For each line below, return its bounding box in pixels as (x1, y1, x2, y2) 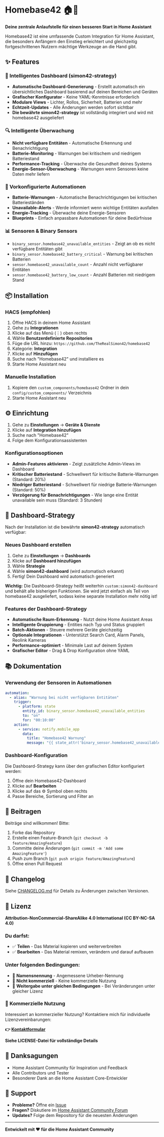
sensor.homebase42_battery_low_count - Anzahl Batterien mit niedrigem (12, 272, 155, 278)
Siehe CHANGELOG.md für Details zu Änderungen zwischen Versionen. (5, 888, 149, 894)
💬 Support (5, 1089, 37, 1097)
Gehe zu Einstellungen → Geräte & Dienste (12, 422, 101, 428)
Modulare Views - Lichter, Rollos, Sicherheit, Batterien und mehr (12, 99, 143, 105)
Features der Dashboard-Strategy (5, 605, 87, 612)
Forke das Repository (12, 830, 55, 835)
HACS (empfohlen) (5, 308, 51, 315)
